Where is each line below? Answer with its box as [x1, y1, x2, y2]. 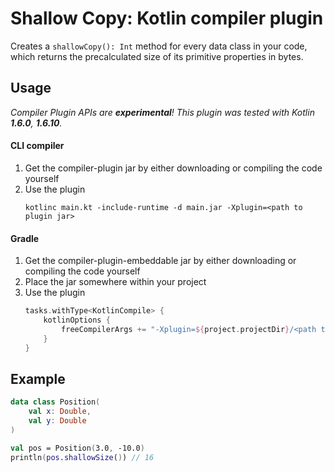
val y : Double [28, 416, 87, 426]
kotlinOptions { [43, 315, 111, 326]
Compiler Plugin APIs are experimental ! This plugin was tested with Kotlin [10, 106, 315, 118]
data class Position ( [10, 397, 101, 407]
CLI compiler [10, 140, 65, 152]
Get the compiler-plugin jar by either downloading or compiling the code [24, 162, 323, 174]
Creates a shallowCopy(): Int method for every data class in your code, [10, 40, 308, 52]
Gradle [10, 232, 40, 244]
